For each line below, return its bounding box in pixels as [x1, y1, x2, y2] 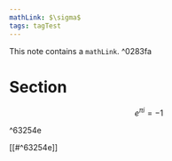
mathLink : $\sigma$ [9, 12, 82, 22]
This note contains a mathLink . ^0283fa [9, 45, 152, 56]
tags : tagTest [9, 21, 62, 30]
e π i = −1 [134, 106, 164, 118]
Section [9, 76, 67, 97]
